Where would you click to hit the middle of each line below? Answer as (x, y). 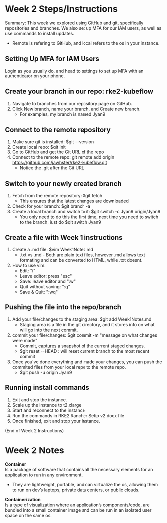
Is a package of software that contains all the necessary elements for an (79, 469)
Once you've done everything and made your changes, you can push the (87, 362)
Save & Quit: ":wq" (39, 292)
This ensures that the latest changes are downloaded (74, 201)
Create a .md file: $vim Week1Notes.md (53, 250)
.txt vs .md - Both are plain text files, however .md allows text (82, 255)
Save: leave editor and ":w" (48, 281)
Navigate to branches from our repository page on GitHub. (72, 103)
